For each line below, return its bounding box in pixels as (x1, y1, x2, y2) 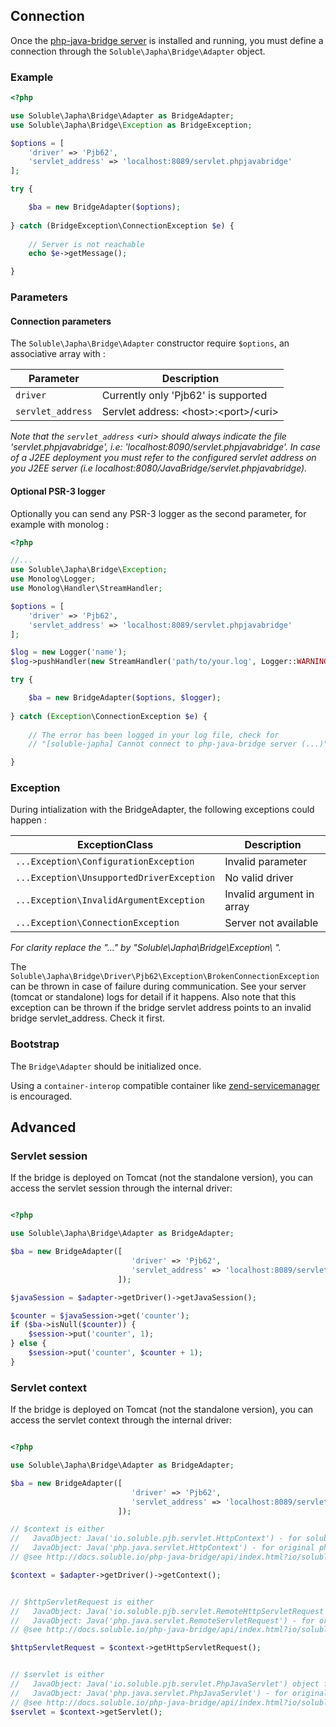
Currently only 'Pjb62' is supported (101, 389, 268, 403)
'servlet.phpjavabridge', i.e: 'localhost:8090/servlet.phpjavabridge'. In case (10, 441, 321, 453)
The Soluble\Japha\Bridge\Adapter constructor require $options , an (10, 337, 290, 349)
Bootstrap (10, 1037, 60, 1051)
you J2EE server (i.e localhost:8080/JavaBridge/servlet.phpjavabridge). (10, 462, 308, 474)
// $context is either (10, 1524, 105, 1534)
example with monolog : (10, 518, 109, 530)
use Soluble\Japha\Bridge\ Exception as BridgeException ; (10, 120, 253, 130)
